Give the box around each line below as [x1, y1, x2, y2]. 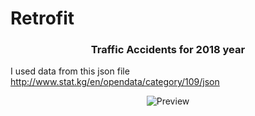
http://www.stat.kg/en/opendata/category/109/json [10, 76, 220, 88]
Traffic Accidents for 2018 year [90, 43, 246, 57]
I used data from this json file [10, 65, 130, 77]
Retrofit [10, 7, 75, 30]
